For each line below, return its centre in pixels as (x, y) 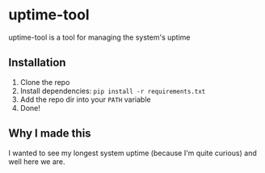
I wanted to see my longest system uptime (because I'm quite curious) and (132, 153)
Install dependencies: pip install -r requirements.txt (113, 91)
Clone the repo (45, 82)
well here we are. (37, 161)
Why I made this (50, 134)
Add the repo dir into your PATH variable (85, 99)
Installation (37, 63)
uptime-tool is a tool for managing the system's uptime (99, 37)
